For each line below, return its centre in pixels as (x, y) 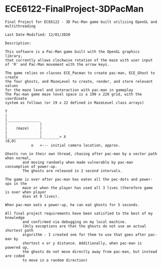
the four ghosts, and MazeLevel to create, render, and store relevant (79, 81)
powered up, (17, 247)
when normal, (18, 158)
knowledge (15, 217)
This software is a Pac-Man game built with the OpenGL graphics (72, 52)
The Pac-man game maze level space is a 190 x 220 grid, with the (73, 94)
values (12, 86)
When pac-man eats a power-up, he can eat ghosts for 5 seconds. (72, 205)
